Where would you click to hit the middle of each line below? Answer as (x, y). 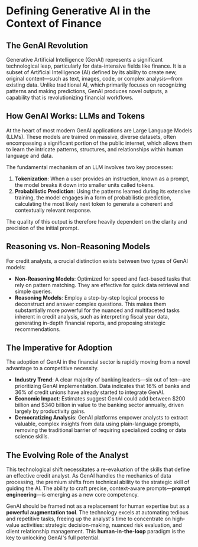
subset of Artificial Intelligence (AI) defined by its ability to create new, (92, 72)
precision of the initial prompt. (43, 228)
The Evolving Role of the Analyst (67, 455)
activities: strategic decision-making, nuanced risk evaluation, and (101, 525)
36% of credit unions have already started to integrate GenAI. (90, 392)
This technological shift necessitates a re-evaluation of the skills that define (98, 469)
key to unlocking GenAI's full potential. (53, 538)
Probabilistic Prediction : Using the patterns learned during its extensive (103, 191)
